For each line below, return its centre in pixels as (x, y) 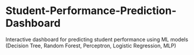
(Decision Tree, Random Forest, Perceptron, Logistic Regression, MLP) (91, 46)
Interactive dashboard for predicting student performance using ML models (97, 39)
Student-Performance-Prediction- (91, 11)
